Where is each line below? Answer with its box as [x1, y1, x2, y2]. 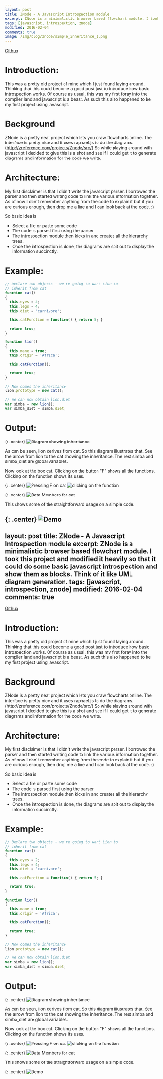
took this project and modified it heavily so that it [5, 555, 156, 563]
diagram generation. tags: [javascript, [5, 577, 122, 586]
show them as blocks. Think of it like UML [5, 570, 133, 578]
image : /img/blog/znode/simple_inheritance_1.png [5, 35, 108, 39]
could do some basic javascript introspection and [5, 562, 158, 570]
